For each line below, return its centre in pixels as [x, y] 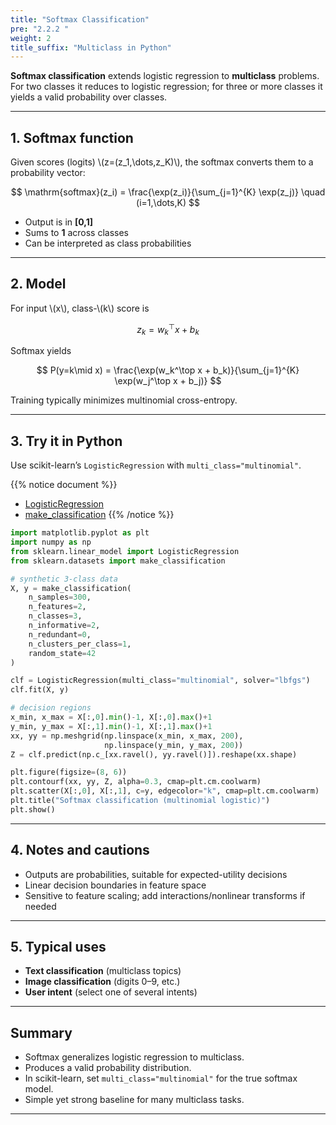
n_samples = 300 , [60, 597]
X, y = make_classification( [71, 588]
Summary [41, 1032]
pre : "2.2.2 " [40, 29]
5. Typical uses [58, 946]
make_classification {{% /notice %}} [99, 515]
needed [40, 906]
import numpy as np [51, 542]
